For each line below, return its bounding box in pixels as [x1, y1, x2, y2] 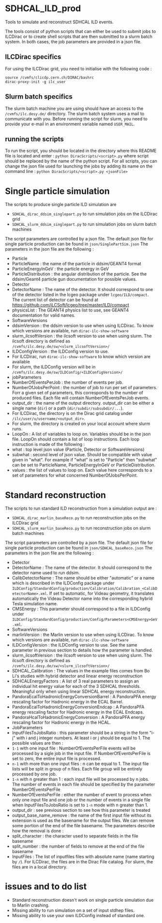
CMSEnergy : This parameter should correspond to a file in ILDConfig [12, 606, 151, 612]
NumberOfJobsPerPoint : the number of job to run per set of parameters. [12, 385, 158, 391]
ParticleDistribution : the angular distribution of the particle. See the [12, 271, 147, 277]
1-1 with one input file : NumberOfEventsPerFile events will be [12, 745, 136, 751]
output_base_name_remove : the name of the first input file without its [12, 812, 151, 819]
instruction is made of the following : [12, 442, 85, 447]
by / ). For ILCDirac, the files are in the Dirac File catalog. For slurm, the [12, 859, 153, 865]
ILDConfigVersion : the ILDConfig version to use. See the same [12, 642, 137, 648]
